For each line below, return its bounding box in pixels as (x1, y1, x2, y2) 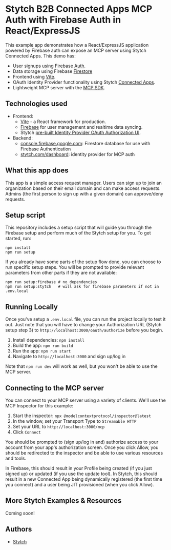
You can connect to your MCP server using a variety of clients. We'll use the (5, 397, 166, 403)
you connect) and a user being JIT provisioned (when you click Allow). (5, 482, 155, 487)
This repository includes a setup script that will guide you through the (5, 224, 152, 231)
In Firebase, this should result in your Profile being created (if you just (5, 465, 152, 471)
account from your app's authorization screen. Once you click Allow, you (5, 444, 159, 450)
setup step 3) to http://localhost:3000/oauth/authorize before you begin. (5, 327, 163, 333)
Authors (5, 525, 32, 534)
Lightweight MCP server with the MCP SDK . (12, 84, 105, 90)
